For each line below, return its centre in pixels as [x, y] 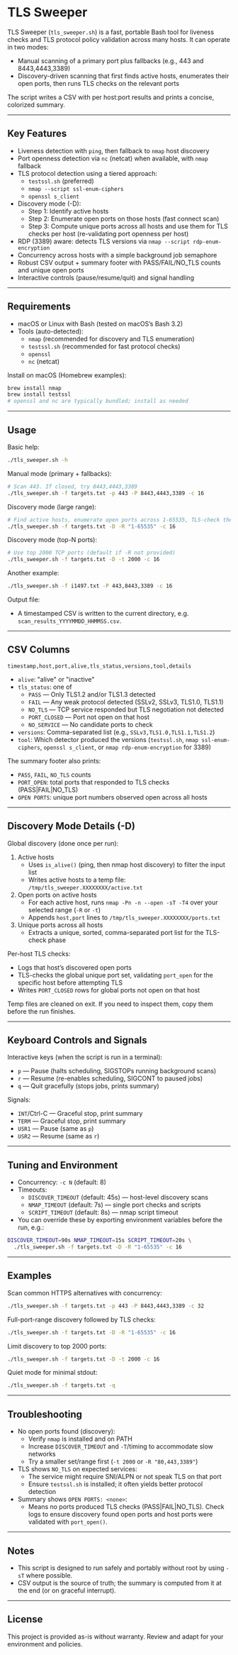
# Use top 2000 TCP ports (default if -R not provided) [91, 553]
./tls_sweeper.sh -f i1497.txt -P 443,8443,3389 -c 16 [90, 586]
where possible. [49, 1575]
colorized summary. [36, 104]
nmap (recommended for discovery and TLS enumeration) [111, 338]
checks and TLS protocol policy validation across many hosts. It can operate [119, 39]
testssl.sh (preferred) [61, 181]
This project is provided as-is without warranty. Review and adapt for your [115, 1637]
